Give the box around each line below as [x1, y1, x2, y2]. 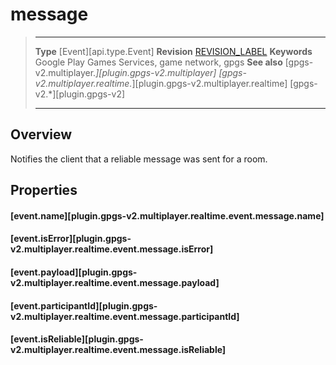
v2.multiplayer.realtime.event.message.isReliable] [10, 344, 227, 356]
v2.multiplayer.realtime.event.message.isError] [10, 243, 214, 255]
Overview [10, 126, 73, 143]
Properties [10, 182, 78, 199]
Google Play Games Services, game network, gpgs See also [34, 56, 283, 68]
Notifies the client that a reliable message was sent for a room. [10, 153, 268, 165]
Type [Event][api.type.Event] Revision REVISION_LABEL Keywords [34, 45, 313, 57]
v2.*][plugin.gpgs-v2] [34, 88, 126, 100]
